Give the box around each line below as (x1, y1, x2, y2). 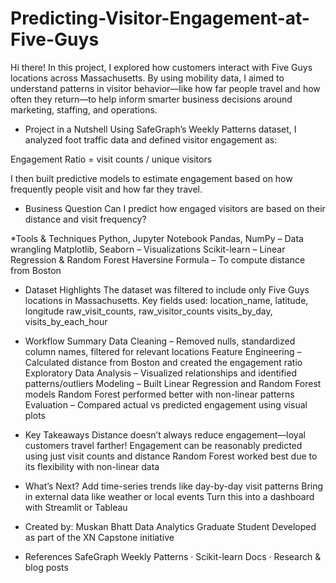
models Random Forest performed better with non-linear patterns (24, 388, 295, 400)
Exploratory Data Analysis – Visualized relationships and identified (24, 367, 297, 379)
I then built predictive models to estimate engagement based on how (10, 172, 293, 184)
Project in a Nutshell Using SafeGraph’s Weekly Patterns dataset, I (24, 123, 297, 135)
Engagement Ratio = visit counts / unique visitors (10, 153, 213, 165)
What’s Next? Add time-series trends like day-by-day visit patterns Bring (24, 480, 324, 492)
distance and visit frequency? (24, 213, 147, 225)
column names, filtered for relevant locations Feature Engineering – (24, 345, 302, 357)
